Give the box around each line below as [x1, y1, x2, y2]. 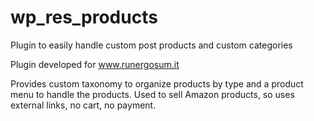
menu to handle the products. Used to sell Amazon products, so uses [10, 88, 295, 100]
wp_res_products [10, 6, 158, 29]
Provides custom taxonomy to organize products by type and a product [10, 77, 304, 90]
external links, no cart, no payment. [10, 99, 157, 111]
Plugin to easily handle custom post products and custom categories [10, 39, 293, 51]
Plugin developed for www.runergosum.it [10, 58, 180, 70]
